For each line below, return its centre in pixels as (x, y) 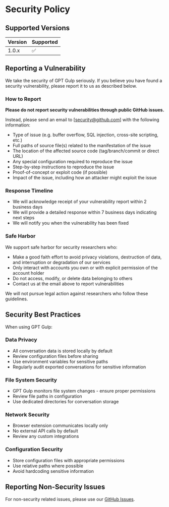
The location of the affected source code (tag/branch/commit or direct (86, 151)
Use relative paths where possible (48, 466)
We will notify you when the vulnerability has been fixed (71, 223)
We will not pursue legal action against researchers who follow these (77, 293)
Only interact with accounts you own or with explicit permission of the (85, 268)
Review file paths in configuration (47, 396)
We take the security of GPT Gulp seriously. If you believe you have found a (84, 80)
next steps (23, 218)
